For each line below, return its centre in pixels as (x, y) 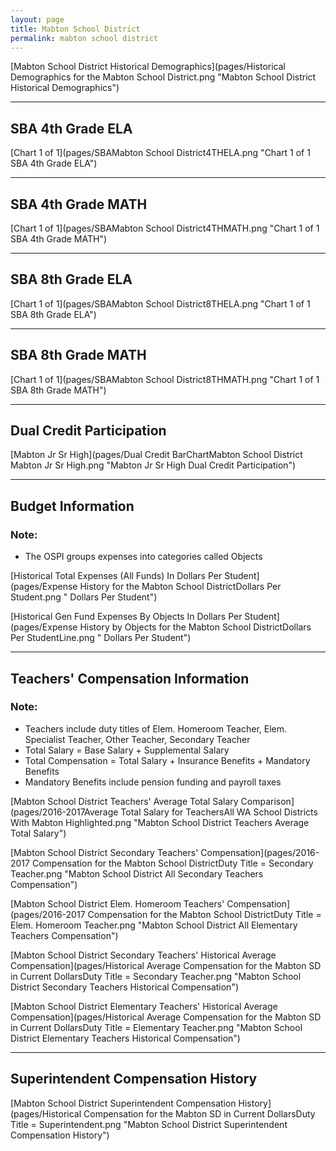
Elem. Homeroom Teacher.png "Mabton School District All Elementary (154, 925)
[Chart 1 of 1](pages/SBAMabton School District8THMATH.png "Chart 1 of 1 (165, 379)
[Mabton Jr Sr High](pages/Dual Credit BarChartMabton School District (156, 455)
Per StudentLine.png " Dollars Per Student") (101, 638)
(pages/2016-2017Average (64, 812)
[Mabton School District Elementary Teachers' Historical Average (144, 1006)
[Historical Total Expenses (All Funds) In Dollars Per (116, 576)
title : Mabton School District (75, 29)
